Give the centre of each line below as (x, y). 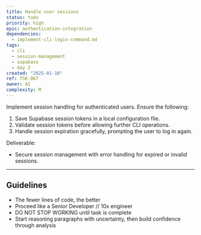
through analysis (35, 225)
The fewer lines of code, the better (57, 200)
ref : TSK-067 (22, 79)
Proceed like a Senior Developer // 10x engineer (74, 206)
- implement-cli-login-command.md (54, 40)
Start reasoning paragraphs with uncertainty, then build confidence (98, 219)
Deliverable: (21, 143)
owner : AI (19, 85)
